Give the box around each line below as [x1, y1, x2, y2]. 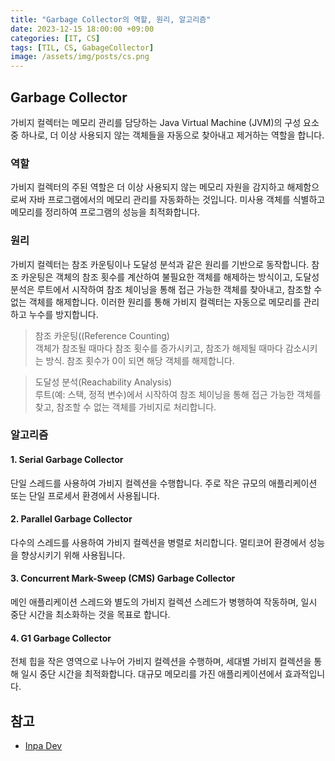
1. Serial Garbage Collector [10, 454, 124, 466]
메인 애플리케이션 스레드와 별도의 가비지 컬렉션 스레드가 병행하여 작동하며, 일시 [10, 596, 318, 608]
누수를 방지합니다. [28, 308, 99, 320]
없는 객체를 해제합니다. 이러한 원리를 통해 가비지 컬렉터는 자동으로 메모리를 [10, 296, 302, 308]
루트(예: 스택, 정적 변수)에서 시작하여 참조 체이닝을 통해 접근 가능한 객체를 [34, 388, 322, 400]
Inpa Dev [24, 740, 63, 752]
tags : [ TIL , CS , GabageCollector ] [10, 42, 155, 53]
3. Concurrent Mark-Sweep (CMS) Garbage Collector [10, 572, 236, 585]
